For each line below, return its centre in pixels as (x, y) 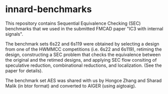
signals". (14, 34)
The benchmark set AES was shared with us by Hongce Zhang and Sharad (83, 80)
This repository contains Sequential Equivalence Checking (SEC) (73, 23)
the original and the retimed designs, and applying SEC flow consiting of (81, 60)
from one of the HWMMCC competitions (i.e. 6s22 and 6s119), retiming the (83, 49)
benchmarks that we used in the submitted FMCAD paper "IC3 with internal (85, 28)
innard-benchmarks (49, 9)
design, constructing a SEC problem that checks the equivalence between (83, 55)
